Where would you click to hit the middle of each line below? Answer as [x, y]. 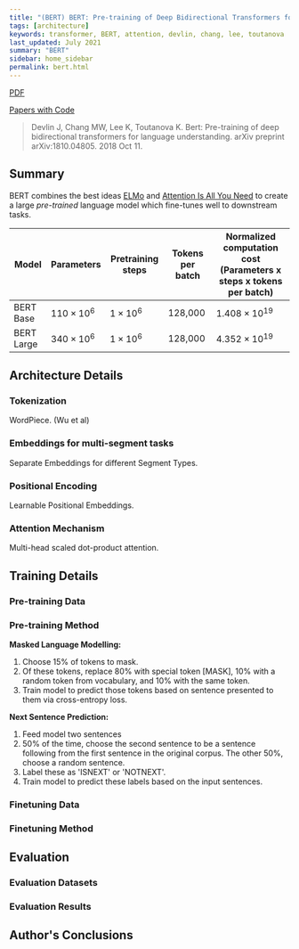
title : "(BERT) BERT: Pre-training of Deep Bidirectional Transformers [145, 17]
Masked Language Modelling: [65, 644]
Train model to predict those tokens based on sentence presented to [148, 690]
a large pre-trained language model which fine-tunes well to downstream [143, 205]
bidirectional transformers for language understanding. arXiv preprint [158, 136]
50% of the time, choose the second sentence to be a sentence [139, 743]
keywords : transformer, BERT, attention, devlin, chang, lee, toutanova [147, 34]
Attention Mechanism [57, 528]
